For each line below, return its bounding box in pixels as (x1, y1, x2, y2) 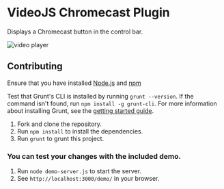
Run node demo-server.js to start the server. (16, 167, 142, 175)
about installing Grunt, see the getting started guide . (7, 106, 154, 114)
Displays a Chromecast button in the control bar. (7, 27, 143, 36)
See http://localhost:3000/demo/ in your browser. (16, 175, 160, 183)
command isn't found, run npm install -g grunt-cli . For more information (7, 99, 217, 108)
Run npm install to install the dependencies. (16, 127, 143, 135)
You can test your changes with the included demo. (7, 151, 181, 161)
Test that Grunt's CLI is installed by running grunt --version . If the (7, 92, 194, 100)
